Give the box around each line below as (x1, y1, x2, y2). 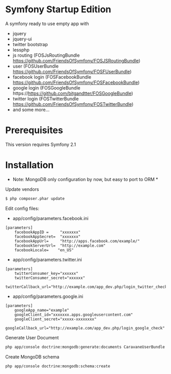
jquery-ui (12, 36, 32, 42)
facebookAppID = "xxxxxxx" (14, 229, 81, 235)
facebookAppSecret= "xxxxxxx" (14, 234, 81, 239)
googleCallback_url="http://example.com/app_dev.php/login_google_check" (5, 325, 165, 331)
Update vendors (5, 186, 39, 192)
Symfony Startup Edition (5, 4, 111, 15)
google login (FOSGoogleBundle (12, 84, 80, 91)
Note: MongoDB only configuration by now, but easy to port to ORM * (12, 176, 159, 182)
